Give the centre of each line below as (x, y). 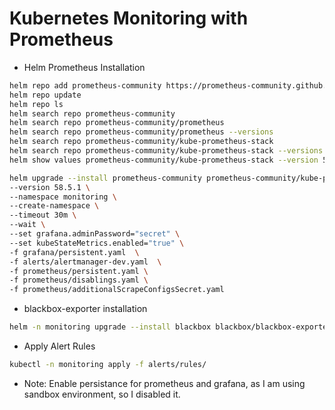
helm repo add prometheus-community (85, 85)
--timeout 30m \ (43, 215)
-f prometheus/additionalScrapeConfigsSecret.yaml (117, 290)
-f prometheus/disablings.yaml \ (79, 280)
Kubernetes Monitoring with (129, 18)
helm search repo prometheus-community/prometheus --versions (141, 132)
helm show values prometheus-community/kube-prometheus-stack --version (164, 160)
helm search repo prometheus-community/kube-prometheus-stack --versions (166, 151)
